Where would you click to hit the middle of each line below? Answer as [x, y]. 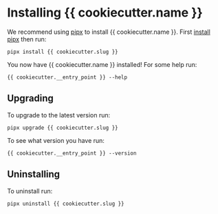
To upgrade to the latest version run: [59, 115]
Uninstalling [34, 174]
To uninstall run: [30, 191]
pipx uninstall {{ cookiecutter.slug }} [66, 204]
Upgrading [30, 98]
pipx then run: [27, 39]
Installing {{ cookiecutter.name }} [105, 13]
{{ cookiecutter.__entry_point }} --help [67, 77]
